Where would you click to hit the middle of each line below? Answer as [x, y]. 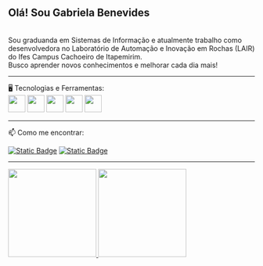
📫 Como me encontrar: [46, 132]
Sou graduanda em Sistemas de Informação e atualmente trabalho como [125, 40]
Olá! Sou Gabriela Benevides [79, 13]
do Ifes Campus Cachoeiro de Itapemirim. [75, 56]
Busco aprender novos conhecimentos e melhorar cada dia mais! [113, 65]
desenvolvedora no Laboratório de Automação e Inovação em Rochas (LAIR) [131, 48]
